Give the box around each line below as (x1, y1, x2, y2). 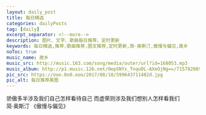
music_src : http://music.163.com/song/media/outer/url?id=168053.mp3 (6, 60, 188, 66)
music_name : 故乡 (6, 54, 49, 61)
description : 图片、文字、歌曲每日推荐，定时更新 (6, 37, 120, 43)
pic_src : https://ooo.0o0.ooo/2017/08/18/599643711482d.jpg (6, 72, 164, 78)
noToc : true (6, 49, 37, 55)
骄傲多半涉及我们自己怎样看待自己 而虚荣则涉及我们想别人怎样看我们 (6, 95, 180, 102)
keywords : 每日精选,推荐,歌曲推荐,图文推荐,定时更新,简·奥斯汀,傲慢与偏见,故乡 (6, 43, 188, 50)
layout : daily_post (6, 9, 56, 15)
